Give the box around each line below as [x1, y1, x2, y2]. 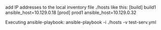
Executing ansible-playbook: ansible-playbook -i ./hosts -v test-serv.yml [5, 19, 156, 25]
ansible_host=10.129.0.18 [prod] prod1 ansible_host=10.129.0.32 [5, 9, 137, 15]
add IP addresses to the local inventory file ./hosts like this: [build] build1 [5, 4, 156, 10]
